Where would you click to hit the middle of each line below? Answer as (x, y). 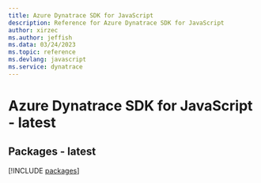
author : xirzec (33, 30)
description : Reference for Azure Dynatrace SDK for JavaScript (116, 23)
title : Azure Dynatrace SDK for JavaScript (81, 15)
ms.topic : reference (42, 52)
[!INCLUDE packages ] (44, 170)
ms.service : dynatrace (45, 67)
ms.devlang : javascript (47, 60)
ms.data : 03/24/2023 (42, 45)
